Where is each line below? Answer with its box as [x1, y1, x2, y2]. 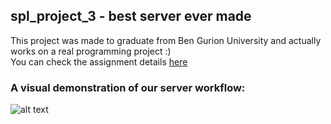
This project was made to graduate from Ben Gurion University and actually [10, 34, 322, 46]
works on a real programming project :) [10, 45, 172, 57]
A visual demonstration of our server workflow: [10, 80, 246, 94]
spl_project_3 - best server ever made [10, 8, 252, 25]
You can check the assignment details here [10, 55, 188, 68]
